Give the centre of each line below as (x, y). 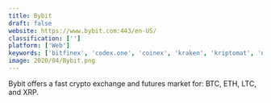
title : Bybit (30, 16)
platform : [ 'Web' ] (39, 46)
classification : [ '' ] (45, 38)
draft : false (30, 23)
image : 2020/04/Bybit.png (52, 61)
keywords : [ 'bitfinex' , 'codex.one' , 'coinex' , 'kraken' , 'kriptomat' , (131, 53)
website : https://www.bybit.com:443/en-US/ (83, 31)
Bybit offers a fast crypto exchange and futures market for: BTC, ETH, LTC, (132, 83)
